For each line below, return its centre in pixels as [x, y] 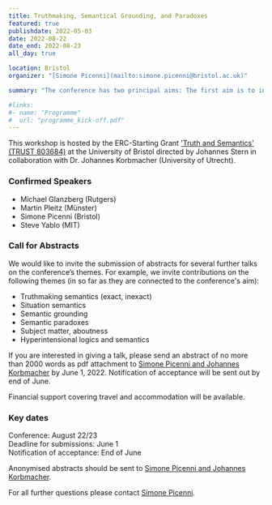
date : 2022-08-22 [38, 39]
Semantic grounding [54, 314]
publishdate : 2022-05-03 [50, 31]
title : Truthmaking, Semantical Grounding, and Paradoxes [108, 16]
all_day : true [32, 53]
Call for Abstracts [44, 246]
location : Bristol [39, 68]
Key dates [28, 417]
